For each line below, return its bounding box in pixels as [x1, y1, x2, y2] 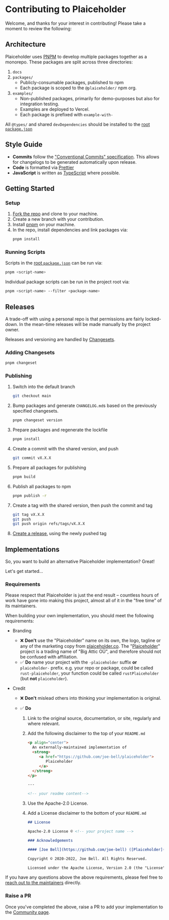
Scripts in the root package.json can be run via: [5, 260, 103, 266]
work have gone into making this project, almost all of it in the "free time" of [5, 598, 162, 604]
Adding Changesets [5, 349, 55, 356]
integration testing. [20, 101, 59, 107]
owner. [5, 326, 20, 333]
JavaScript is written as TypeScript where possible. [12, 170, 120, 176]
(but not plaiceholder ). [20, 676, 68, 682]
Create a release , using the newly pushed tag [12, 531, 107, 537]
